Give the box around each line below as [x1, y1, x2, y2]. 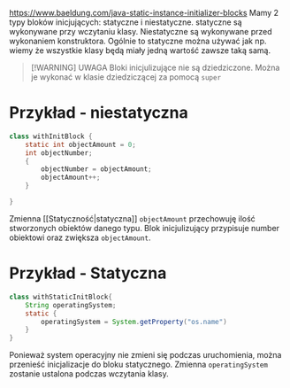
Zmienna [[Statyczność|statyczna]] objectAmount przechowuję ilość [9, 213, 256, 224]
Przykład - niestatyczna [9, 103, 188, 123]
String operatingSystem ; [25, 300, 117, 309]
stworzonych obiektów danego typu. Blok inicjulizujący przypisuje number [9, 222, 280, 233]
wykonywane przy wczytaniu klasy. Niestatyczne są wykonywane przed [9, 27, 272, 36]
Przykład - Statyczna [9, 263, 167, 283]
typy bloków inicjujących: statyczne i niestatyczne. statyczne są [9, 17, 242, 27]
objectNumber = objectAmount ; [41, 165, 152, 174]
